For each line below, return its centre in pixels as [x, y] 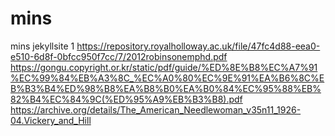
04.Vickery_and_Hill [51, 120]
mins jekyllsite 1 [42, 46]
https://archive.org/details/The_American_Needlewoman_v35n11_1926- [156, 109]
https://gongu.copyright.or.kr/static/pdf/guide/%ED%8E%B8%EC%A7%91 [164, 67]
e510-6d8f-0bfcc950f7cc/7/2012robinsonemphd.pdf [119, 56]
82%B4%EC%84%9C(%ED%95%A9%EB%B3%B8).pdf [126, 99]
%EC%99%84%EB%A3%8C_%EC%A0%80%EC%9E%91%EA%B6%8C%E [167, 78]
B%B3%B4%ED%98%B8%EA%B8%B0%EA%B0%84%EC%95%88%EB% [166, 88]
